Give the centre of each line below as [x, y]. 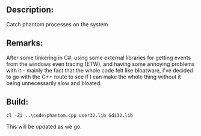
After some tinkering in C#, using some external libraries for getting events [99, 58]
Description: [30, 10]
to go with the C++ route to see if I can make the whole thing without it [94, 77]
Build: [17, 102]
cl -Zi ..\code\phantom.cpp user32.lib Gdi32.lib [70, 116]
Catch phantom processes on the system [57, 24]
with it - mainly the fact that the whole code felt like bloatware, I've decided [100, 70]
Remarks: [25, 43]
